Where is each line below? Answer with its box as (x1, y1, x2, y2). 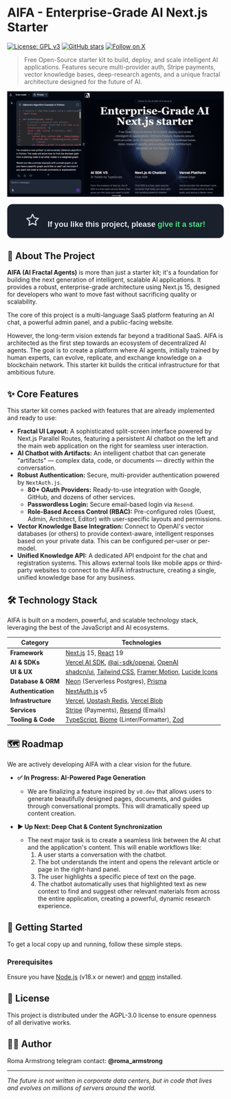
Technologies (121, 638, 162, 647)
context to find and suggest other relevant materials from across (37, 887, 221, 895)
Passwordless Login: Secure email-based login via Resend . (27, 501, 195, 509)
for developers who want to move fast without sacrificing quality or (7, 291, 197, 299)
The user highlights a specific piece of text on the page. (37, 872, 196, 881)
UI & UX (10, 668, 33, 676)
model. (16, 544, 37, 552)
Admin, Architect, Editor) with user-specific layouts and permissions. (27, 515, 222, 523)
